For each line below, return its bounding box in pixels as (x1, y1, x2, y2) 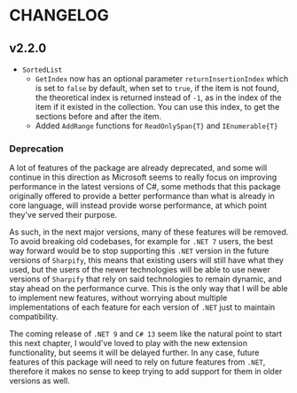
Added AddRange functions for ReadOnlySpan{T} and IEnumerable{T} (35, 120, 278, 131)
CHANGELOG (9, 5, 109, 26)
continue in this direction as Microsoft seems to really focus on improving (9, 172, 277, 182)
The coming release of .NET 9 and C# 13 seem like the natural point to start (9, 328, 282, 339)
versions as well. (9, 375, 71, 386)
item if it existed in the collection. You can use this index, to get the (35, 102, 280, 112)
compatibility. (9, 312, 59, 322)
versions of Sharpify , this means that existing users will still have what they (9, 255, 284, 266)
